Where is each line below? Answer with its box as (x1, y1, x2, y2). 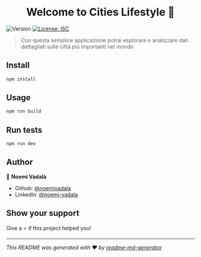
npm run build (6, 109, 42, 114)
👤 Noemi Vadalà (6, 173, 47, 180)
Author (6, 157, 33, 168)
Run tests (6, 125, 42, 135)
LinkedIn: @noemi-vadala (14, 191, 78, 198)
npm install (6, 76, 36, 82)
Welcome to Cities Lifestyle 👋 (26, 5, 175, 19)
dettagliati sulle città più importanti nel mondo (20, 43, 134, 50)
